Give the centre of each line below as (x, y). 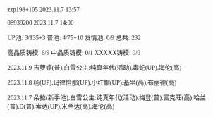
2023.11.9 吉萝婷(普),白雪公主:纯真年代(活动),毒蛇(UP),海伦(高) (95, 68)
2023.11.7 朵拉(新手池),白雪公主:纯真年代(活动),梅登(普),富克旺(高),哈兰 (107, 98)
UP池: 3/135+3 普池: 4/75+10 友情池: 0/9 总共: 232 (74, 38)
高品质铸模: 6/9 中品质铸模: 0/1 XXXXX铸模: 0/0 (74, 53)
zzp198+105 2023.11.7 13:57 (43, 10)
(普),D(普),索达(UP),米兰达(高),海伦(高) (61, 106)
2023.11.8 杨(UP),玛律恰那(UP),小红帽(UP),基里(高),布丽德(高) (92, 83)
